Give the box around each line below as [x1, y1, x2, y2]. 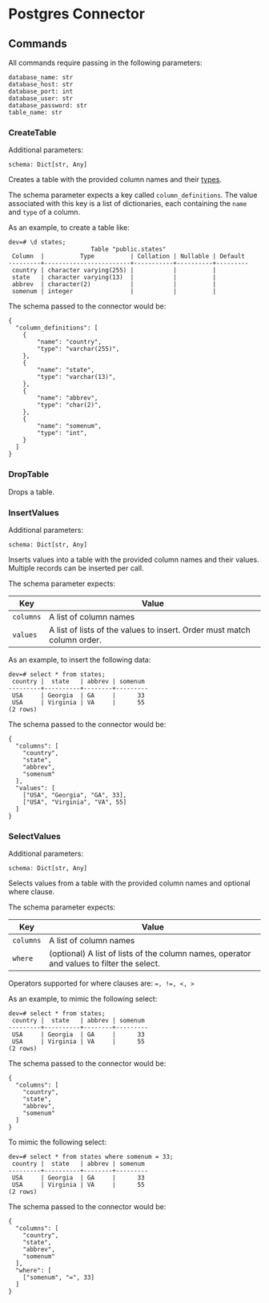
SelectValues [8, 830, 62, 841]
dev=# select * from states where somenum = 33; [8, 1153, 174, 1161]
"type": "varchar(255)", [37, 345, 120, 353]
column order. [49, 634, 102, 645]
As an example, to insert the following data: [8, 655, 151, 664]
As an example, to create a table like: [8, 223, 130, 232]
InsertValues [8, 506, 59, 518]
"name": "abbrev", [37, 394, 98, 402]
